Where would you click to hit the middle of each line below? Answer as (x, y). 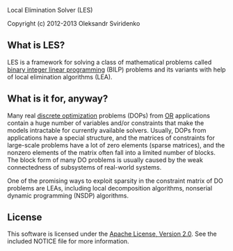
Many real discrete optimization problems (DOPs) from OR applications (109, 115)
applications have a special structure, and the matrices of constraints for (111, 138)
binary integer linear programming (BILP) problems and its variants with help (116, 70)
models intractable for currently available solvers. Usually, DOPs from (107, 130)
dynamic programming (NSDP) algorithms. (68, 195)
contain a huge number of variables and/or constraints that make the (106, 123)
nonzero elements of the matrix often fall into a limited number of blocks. (111, 152)
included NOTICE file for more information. (69, 241)
